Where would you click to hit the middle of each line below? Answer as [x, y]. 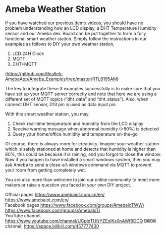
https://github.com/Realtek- [35, 73]
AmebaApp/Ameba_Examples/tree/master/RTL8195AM [61, 79]
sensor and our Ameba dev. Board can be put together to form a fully [76, 33]
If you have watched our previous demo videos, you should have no [74, 23]
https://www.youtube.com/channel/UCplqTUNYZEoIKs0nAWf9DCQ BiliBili [81, 221]
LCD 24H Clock [28, 54]
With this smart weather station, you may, [48, 114]
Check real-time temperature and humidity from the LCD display [78, 123]
